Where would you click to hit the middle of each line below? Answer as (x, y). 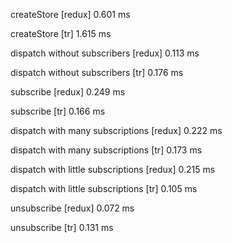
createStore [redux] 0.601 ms (70, 14)
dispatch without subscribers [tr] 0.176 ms (97, 72)
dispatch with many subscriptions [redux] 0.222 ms (116, 130)
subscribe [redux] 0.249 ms (68, 92)
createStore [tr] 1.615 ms (61, 33)
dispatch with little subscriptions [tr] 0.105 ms (104, 188)
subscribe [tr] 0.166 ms (58, 111)
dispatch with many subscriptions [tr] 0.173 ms (106, 150)
